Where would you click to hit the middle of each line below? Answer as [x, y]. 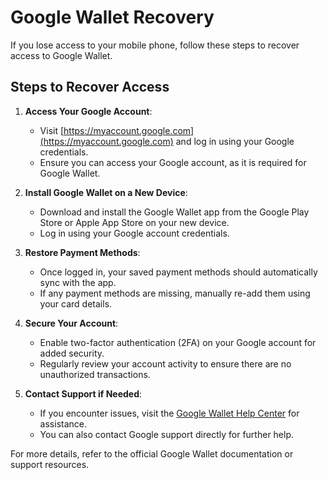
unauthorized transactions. [95, 374]
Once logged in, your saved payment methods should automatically [178, 272]
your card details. [76, 303]
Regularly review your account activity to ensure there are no [165, 363]
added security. [72, 353]
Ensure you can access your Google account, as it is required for [173, 162]
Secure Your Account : [71, 323]
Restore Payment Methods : [82, 252]
